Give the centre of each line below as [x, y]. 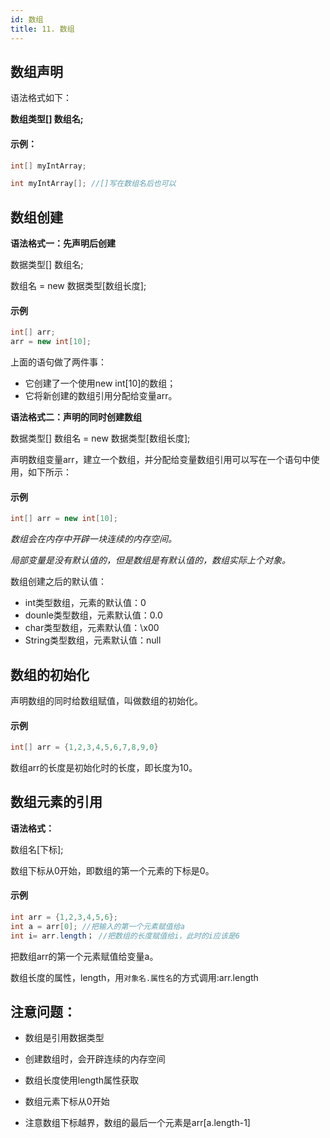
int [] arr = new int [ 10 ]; [64, 519]
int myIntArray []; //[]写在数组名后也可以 [93, 184]
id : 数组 [27, 19]
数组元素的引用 [56, 802]
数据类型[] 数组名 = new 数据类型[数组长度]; [100, 438]
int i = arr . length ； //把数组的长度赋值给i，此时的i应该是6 [125, 936]
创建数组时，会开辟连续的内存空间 [95, 1059]
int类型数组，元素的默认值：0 [85, 603]
